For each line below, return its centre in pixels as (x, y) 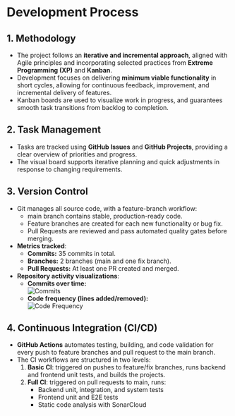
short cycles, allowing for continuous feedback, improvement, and (113, 85)
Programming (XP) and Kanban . (64, 70)
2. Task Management (54, 130)
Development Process (73, 12)
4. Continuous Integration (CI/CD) (82, 328)
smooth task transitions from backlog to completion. (92, 108)
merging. (40, 238)
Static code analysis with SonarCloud (92, 405)
